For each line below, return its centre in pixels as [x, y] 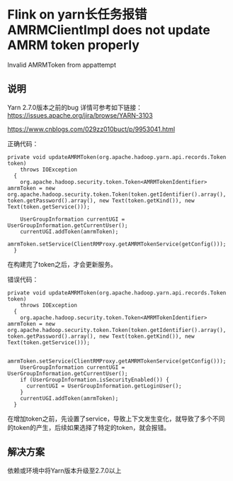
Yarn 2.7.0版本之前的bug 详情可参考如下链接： [75, 107]
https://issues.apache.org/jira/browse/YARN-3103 [80, 115]
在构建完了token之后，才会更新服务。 [62, 264]
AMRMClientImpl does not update [109, 30]
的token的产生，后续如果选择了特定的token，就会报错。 [89, 427]
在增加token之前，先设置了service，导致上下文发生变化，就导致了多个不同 [116, 419]
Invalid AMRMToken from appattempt [62, 65]
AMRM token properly [74, 45]
